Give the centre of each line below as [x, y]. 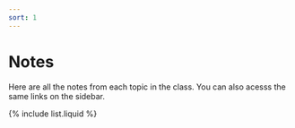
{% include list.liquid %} [53, 114]
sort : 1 [23, 17]
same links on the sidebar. [56, 96]
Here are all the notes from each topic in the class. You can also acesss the [147, 87]
